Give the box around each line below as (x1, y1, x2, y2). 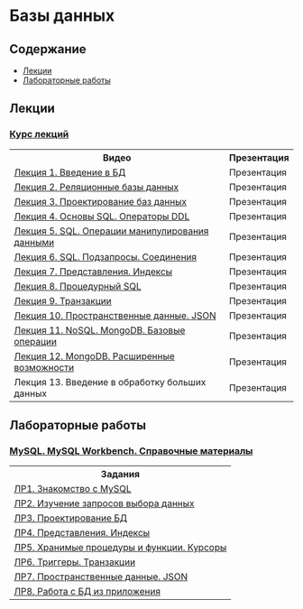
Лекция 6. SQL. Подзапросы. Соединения (14, 250, 197, 263)
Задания (100, 468, 140, 481)
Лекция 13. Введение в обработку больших (14, 375, 207, 388)
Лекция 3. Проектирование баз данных (14, 195, 188, 208)
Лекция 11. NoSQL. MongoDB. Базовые (14, 324, 186, 337)
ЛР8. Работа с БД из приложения (14, 586, 161, 598)
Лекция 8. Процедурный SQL (14, 280, 142, 292)
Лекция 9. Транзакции (14, 294, 112, 307)
